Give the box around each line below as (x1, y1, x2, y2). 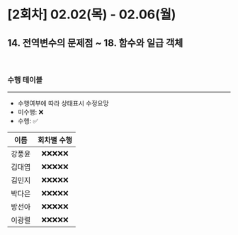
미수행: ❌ (17, 108, 44, 117)
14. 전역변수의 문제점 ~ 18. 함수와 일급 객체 (7, 37, 183, 49)
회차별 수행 (38, 135, 73, 145)
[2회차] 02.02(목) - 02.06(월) (7, 6, 176, 23)
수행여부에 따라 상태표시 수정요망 (17, 99, 109, 108)
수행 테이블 (7, 75, 43, 85)
